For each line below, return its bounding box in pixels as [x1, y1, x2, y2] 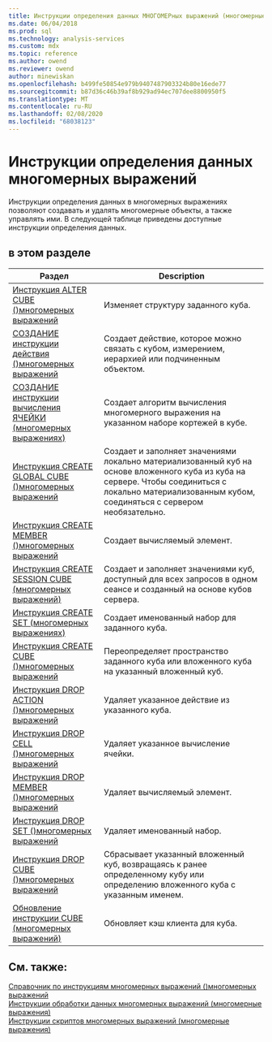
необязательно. [104, 506, 166, 517]
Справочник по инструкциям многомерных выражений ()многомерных [8, 982, 257, 992]
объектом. [104, 363, 146, 374]
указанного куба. [104, 704, 172, 716]
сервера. [104, 594, 140, 605]
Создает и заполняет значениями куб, [104, 563, 255, 574]
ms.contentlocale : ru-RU [8, 102, 92, 110]
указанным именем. [104, 889, 184, 900]
